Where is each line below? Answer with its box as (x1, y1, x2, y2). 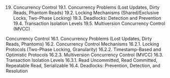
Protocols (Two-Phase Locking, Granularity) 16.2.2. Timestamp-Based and (6, 47, 161, 52)
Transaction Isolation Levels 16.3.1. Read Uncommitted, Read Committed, (6, 57, 158, 63)
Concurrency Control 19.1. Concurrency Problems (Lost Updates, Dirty (13, 5, 160, 10)
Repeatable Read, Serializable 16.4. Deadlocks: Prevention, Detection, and (6, 63, 160, 68)
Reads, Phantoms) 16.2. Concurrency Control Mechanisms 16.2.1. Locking (6, 41, 159, 47)
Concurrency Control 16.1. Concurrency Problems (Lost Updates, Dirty (6, 35, 152, 42)
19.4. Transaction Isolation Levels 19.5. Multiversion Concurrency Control (13, 20, 165, 26)
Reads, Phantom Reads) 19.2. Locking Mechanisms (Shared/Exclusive (13, 10, 159, 16)
